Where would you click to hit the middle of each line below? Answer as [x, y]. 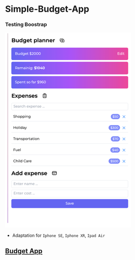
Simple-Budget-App [47, 9]
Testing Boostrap [26, 25]
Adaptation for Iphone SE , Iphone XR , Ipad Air [59, 235]
